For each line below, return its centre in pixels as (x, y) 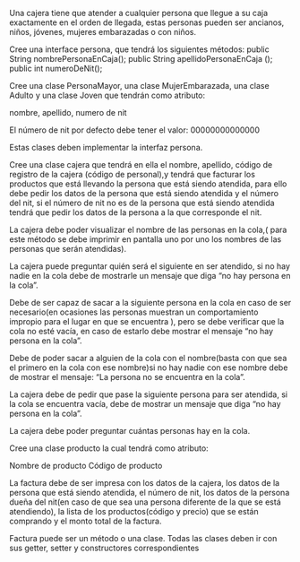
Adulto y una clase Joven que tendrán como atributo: (107, 95)
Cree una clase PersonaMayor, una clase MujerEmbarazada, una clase (140, 86)
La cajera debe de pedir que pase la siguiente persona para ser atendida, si (149, 394)
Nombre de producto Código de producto (86, 466)
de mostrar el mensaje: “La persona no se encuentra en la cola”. (127, 377)
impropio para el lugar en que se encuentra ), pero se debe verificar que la (147, 321)
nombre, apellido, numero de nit (68, 112)
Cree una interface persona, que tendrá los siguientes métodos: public (140, 49)
